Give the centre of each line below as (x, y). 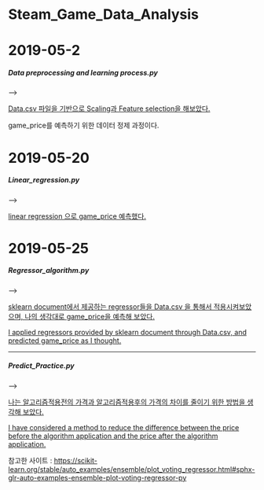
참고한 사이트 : (30, 460)
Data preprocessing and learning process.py (83, 72)
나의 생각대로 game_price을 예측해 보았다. (90, 316)
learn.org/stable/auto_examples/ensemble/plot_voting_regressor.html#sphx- (132, 469)
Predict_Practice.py (41, 366)
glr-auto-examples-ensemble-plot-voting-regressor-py (97, 477)
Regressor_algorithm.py (49, 271)
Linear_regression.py (44, 180)
